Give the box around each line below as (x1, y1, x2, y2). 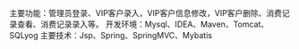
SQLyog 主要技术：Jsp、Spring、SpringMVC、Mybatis (9, 30, 213, 40)
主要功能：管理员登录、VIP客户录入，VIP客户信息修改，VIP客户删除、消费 (9, 8, 283, 18)
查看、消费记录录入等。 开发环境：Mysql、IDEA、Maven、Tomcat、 (16, 19, 269, 29)
